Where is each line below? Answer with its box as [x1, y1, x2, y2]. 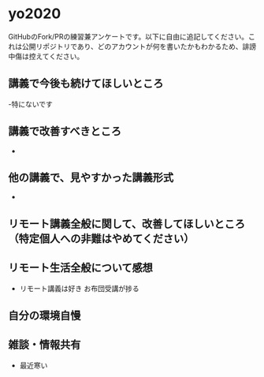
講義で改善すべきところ [8, 125, 122, 138]
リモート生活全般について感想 [8, 261, 154, 274]
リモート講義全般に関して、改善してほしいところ [8, 217, 246, 230]
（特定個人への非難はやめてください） [8, 232, 195, 245]
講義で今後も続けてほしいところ [8, 77, 164, 91]
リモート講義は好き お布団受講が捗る [19, 283, 139, 293]
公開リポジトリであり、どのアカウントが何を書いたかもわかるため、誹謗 [21, 41, 257, 51]
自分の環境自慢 [8, 308, 81, 322]
